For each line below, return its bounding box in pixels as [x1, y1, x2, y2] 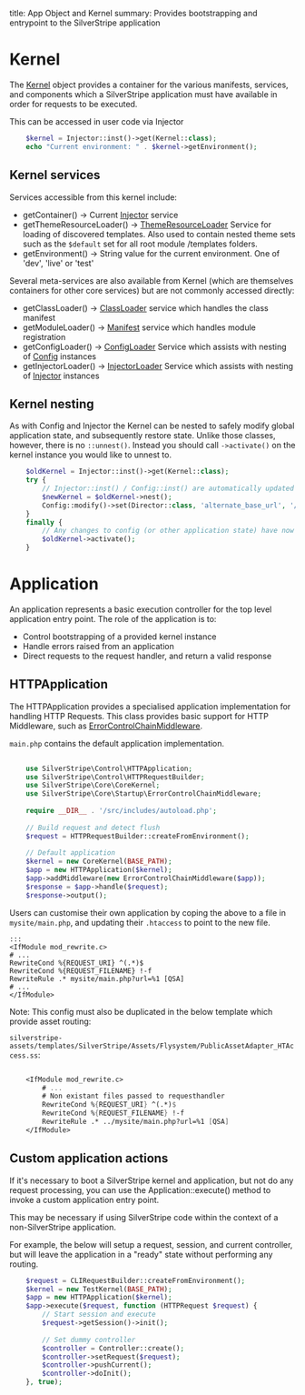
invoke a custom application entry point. [9, 1194, 160, 1205]
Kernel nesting [9, 396, 94, 412]
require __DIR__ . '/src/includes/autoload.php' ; [25, 807, 218, 816]
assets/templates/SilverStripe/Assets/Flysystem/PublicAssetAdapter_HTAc [9, 1041, 295, 1050]
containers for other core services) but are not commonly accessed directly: [9, 285, 295, 296]
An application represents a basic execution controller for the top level [9, 604, 272, 615]
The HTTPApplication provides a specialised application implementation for [9, 700, 291, 712]
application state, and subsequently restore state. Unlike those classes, [9, 430, 276, 441]
